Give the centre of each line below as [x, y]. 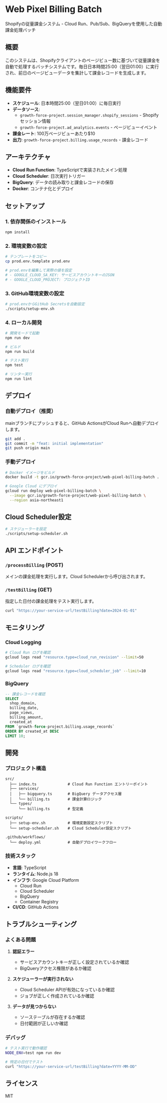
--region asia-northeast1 [37, 500]
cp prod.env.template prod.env [38, 261]
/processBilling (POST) [34, 565]
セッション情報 [35, 121]
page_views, [22, 713]
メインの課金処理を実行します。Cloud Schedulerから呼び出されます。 [77, 577]
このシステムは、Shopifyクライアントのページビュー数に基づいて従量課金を [83, 60]
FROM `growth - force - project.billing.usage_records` [60, 727]
